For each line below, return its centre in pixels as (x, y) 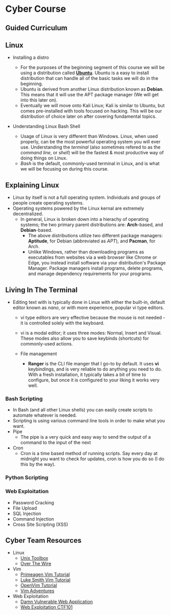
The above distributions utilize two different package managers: (95, 236)
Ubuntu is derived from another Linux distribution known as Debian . (92, 89)
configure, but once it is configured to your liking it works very (94, 380)
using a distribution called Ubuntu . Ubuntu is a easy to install (85, 73)
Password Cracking (33, 502)
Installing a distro (31, 57)
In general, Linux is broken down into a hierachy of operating (84, 219)
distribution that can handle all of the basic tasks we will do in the (89, 78)
